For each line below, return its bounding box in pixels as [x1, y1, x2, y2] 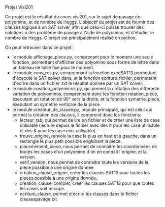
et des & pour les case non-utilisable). [19, 128, 97, 133]
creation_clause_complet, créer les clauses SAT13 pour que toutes [19, 180, 154, 186]
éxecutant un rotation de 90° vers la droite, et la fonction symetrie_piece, [12, 96, 161, 102]
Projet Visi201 [5, 4, 33, 10]
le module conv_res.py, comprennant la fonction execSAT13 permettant [12, 70, 157, 76]
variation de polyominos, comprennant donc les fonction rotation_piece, [12, 91, 159, 97]
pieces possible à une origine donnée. [19, 175, 98, 181]
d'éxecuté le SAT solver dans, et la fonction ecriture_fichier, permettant [12, 75, 157, 81]
